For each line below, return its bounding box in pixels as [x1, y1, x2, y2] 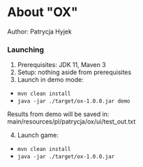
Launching [7, 45, 44, 55]
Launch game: [17, 131, 59, 140]
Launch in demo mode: [17, 75, 84, 84]
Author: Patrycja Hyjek [7, 27, 72, 36]
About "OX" [7, 4, 78, 20]
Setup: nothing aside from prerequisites [17, 68, 132, 77]
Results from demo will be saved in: [7, 110, 110, 119]
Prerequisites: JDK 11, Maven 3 [17, 61, 106, 69]
